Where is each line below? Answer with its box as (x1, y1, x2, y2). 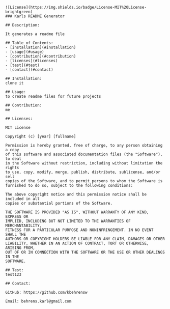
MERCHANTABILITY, (5, 223, 42, 228)
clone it (5, 80, 24, 86)
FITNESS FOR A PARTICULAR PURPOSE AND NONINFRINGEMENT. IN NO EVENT (5, 228, 154, 233)
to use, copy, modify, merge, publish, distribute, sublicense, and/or (5, 170, 160, 175)
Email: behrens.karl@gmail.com (5, 299, 72, 304)
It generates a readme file (5, 32, 65, 37)
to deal (5, 156, 22, 161)
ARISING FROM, (5, 245, 36, 250)
